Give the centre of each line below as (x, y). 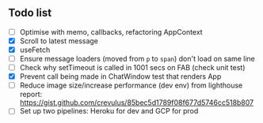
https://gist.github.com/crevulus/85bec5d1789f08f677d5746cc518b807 (137, 102)
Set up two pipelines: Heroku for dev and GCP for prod (109, 111)
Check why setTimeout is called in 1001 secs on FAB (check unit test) (132, 68)
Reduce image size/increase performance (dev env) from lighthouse (131, 85)
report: (31, 95)
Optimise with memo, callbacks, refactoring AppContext (111, 32)
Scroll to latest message (59, 41)
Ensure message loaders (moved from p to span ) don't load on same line (137, 59)
